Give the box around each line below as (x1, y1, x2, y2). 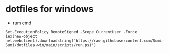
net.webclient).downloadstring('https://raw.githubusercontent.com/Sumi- (5, 38, 165, 43)
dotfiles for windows (5, 3, 94, 15)
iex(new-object (5, 34, 38, 39)
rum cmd (12, 20, 32, 26)
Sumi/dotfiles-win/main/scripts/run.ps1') (5, 42, 96, 48)
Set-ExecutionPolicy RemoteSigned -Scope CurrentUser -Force (5, 29, 138, 34)
